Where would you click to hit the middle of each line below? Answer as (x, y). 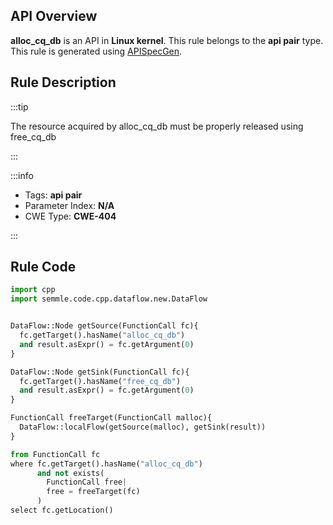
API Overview (54, 16)
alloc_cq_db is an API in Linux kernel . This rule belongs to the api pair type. (167, 40)
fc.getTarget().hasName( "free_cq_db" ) (100, 381)
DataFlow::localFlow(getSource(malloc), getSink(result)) (143, 427)
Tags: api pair (53, 195)
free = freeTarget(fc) (93, 492)
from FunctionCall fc (55, 454)
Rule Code (43, 267)
